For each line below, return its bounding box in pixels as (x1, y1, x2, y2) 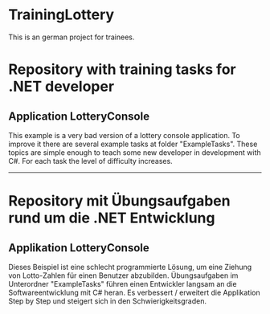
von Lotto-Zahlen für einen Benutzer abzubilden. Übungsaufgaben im (8, 271, 239, 280)
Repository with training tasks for (8, 60, 236, 79)
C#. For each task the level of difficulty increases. (8, 156, 173, 165)
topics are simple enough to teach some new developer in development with (8, 147, 261, 157)
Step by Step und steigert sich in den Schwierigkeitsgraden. (8, 296, 207, 306)
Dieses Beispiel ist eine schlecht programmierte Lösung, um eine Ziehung (8, 262, 252, 271)
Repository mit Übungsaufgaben (8, 192, 231, 210)
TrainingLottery (8, 6, 115, 24)
